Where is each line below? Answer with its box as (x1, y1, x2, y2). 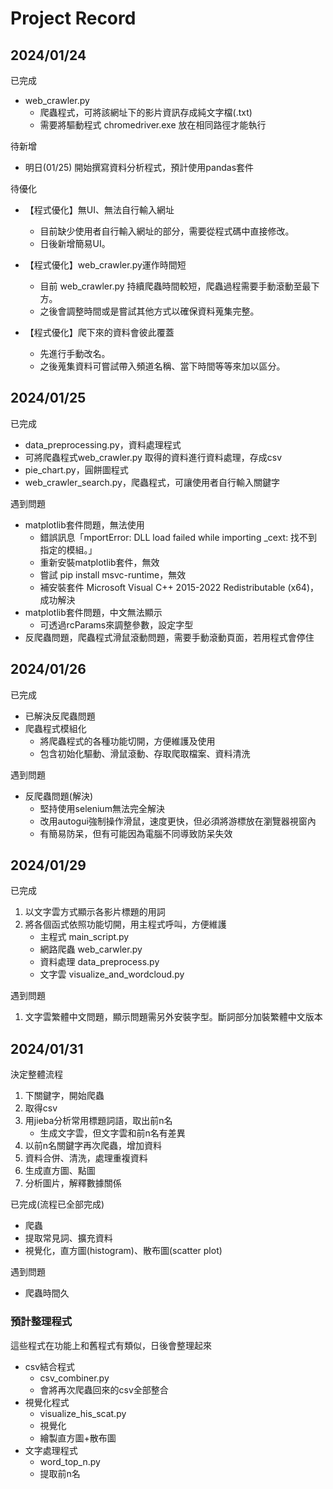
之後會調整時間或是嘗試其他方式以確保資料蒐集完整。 (39, 305, 260, 317)
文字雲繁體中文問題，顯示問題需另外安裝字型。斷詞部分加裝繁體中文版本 (24, 1011, 323, 1023)
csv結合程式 (24, 1360, 76, 1372)
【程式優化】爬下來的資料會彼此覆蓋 (24, 327, 175, 338)
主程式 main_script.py (39, 931, 130, 943)
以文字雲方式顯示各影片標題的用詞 (24, 906, 166, 918)
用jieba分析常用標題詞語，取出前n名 (24, 1115, 173, 1127)
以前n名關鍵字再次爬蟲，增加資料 (24, 1140, 163, 1152)
